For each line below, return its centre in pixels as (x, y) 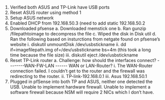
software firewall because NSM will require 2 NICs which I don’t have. (82, 92)
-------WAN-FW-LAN (32, 65)
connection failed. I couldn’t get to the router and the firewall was (77, 71)
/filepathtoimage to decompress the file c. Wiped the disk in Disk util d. (83, 34)
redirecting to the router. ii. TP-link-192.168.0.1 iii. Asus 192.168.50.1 (78, 76)
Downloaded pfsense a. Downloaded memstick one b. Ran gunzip (78, 28)
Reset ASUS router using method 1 (46, 12)
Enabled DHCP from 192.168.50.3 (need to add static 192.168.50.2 (77, 23)
